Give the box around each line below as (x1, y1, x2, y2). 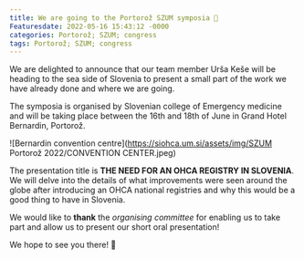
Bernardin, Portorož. (9, 120, 86, 131)
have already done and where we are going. (9, 83, 175, 94)
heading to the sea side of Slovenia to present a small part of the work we (9, 74, 288, 85)
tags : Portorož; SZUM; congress (9, 38, 132, 48)
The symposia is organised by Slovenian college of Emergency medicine (9, 101, 283, 112)
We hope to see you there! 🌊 (9, 239, 117, 251)
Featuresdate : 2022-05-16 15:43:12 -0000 (9, 22, 170, 31)
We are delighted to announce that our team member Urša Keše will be (9, 64, 277, 75)
